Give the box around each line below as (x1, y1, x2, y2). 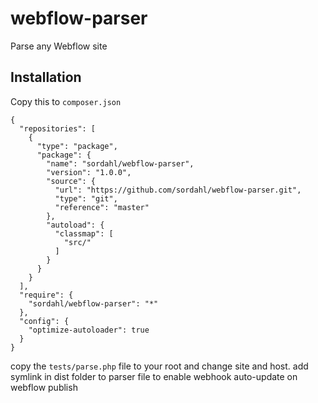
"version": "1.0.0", (46, 167, 132, 177)
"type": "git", (54, 193, 118, 204)
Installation (10, 69, 82, 86)
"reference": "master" (54, 202, 150, 212)
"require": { (19, 290, 74, 300)
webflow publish (10, 381, 78, 393)
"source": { (46, 176, 97, 186)
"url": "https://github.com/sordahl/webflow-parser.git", (54, 185, 302, 195)
